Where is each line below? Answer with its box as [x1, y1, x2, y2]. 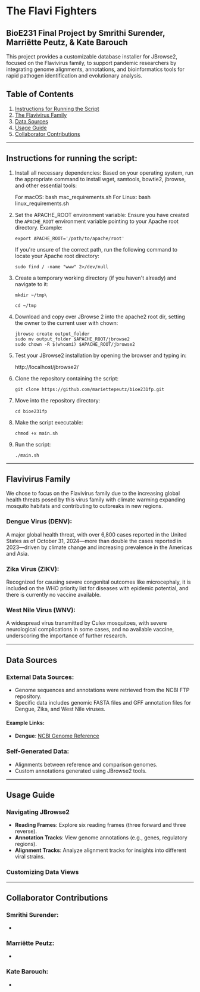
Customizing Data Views [6, 868, 79, 876]
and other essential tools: [14, 182, 77, 189]
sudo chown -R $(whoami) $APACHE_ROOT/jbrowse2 [14, 341, 135, 347]
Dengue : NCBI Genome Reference [14, 732, 99, 740]
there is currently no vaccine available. [6, 591, 101, 599]
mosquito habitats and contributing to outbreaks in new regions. [6, 503, 163, 510]
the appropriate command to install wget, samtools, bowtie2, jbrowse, [14, 175, 186, 182]
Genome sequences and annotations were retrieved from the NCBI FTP [14, 687, 190, 694]
